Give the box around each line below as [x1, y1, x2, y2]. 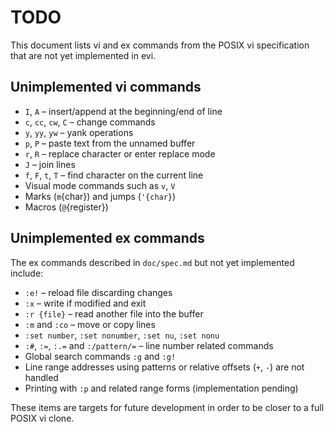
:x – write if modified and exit [24, 297, 147, 309]
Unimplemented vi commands [10, 79, 202, 96]
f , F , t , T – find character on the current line [24, 169, 204, 181]
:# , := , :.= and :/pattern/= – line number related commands [24, 339, 274, 351]
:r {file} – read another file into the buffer [24, 307, 204, 320]
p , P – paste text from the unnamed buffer [24, 137, 196, 149]
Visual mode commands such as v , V [24, 179, 176, 191]
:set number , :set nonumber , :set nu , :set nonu [24, 329, 220, 341]
